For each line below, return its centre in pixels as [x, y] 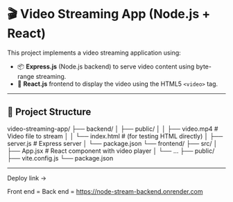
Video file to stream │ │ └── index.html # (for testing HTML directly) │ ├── [115, 136]
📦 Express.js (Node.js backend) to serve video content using [106, 66]
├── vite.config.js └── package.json [60, 158]
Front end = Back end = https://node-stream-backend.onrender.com [105, 191]
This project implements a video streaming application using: [94, 53]
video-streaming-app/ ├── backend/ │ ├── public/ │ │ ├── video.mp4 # [113, 129]
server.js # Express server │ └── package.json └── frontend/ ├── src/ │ [112, 143]
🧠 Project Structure [49, 112]
